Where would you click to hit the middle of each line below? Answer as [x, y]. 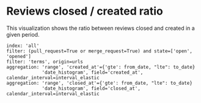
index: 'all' [23, 46]
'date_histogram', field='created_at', [93, 72]
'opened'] [19, 56]
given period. [23, 34]
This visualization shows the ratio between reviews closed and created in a [101, 28]
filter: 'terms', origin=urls [45, 62]
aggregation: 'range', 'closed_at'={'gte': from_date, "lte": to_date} [99, 83]
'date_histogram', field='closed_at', [91, 88]
